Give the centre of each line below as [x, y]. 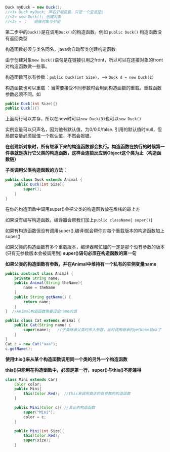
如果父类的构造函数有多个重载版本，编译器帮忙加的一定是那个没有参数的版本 [85, 247]
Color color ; [28, 384]
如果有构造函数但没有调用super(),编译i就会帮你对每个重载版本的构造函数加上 [85, 231]
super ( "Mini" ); [39, 412]
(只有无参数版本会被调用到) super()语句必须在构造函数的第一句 [71, 253]
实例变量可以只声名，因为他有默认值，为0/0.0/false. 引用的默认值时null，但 [83, 130]
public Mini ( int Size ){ [39, 431]
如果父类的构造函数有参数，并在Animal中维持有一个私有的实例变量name [81, 264]
